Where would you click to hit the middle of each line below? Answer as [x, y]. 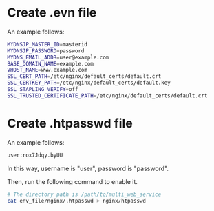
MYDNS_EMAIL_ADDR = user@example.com [58, 57]
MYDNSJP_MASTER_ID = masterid [47, 44]
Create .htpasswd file [70, 123]
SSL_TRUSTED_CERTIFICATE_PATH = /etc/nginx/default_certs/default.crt [107, 96]
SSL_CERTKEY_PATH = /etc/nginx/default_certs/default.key [89, 83]
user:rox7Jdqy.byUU [35, 155]
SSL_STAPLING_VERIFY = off [43, 90]
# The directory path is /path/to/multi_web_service [84, 194]
